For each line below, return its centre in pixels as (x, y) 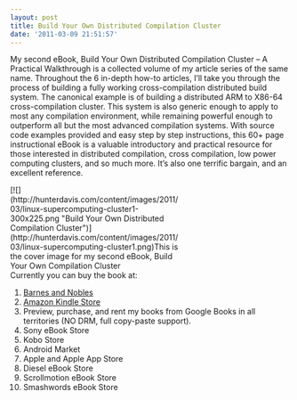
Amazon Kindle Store (62, 302)
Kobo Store (44, 340)
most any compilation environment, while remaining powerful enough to (142, 116)
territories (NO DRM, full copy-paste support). (107, 321)
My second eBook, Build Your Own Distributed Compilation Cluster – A (139, 60)
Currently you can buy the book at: (74, 275)
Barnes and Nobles (58, 293)
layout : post (34, 17)
